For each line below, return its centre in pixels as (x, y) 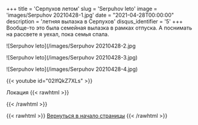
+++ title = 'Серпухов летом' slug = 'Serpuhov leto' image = (82, 9)
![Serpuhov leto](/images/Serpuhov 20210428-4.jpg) (72, 69)
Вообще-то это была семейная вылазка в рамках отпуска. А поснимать (99, 28)
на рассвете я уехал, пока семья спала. (58, 34)
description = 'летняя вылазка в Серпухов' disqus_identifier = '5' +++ (94, 21)
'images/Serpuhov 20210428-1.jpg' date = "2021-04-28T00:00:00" (90, 15)
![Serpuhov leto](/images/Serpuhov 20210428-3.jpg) (72, 57)
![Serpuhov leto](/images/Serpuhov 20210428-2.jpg (71, 46)
